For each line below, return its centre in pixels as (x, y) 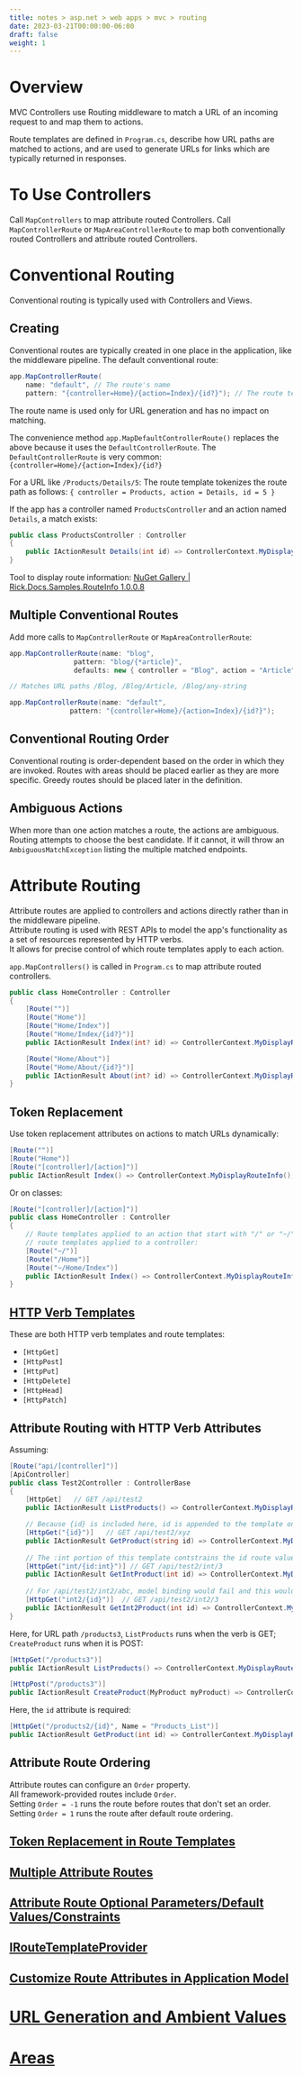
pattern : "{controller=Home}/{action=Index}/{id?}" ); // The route (154, 393)
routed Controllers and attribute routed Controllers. (103, 239)
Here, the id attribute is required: (71, 1710)
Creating (35, 328)
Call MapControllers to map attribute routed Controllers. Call (120, 220)
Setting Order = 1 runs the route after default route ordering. (121, 1813)
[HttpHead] (43, 1391)
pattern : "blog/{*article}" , (128, 662)
